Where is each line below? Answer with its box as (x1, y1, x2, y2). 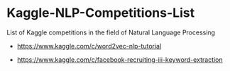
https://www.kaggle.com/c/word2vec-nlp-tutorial (16, 41, 162, 50)
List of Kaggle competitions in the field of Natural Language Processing (6, 28, 216, 37)
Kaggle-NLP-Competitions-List (6, 5, 195, 21)
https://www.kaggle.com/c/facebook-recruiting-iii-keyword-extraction (16, 55, 223, 64)
